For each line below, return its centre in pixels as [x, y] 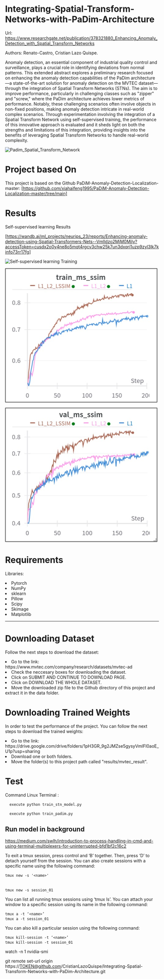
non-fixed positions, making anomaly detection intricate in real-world [74, 109]
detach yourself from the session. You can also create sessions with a [75, 861]
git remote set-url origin [29, 961]
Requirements [34, 560]
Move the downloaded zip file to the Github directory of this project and [83, 687]
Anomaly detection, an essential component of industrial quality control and [81, 62]
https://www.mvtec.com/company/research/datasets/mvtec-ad [69, 667]
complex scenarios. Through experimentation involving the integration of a [80, 114]
